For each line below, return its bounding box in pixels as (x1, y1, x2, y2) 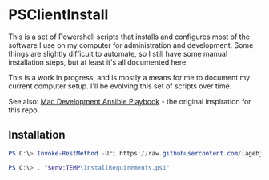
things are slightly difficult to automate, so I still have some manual (8, 49, 228, 58)
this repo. (8, 105, 40, 115)
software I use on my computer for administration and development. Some (8, 40, 254, 49)
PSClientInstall (8, 6, 109, 24)
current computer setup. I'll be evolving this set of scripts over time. (8, 81, 232, 91)
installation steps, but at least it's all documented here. (8, 57, 188, 67)
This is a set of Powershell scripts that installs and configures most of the (8, 32, 251, 41)
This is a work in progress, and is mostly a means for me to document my (8, 72, 251, 82)
